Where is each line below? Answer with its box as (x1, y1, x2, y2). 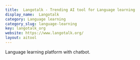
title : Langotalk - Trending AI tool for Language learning (5, 7, 135, 12)
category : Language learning (5, 16, 66, 21)
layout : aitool (5, 35, 37, 40)
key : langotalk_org (5, 26, 46, 31)
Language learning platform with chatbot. (5, 48, 90, 55)
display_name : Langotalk (5, 12, 59, 17)
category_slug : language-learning (5, 21, 77, 26)
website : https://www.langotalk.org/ (5, 30, 84, 35)
